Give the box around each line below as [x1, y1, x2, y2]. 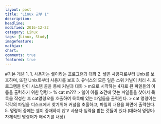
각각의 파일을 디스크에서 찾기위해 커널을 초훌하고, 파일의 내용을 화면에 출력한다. [5, 102, 156, 107]
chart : [5, 48, 18, 53]
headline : [5, 21, 25, 26]
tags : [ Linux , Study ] [5, 35, 49, 40]
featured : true [5, 57, 36, 62]
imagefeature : [5, 39, 34, 44]
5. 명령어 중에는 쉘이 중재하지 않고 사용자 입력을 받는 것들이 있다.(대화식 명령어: [5, 108, 156, 114]
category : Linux [5, 30, 38, 35]
